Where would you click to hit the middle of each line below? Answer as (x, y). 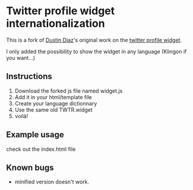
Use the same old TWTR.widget (54, 110)
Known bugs (30, 167)
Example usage (35, 135)
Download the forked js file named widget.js (69, 91)
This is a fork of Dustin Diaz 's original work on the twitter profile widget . (94, 40)
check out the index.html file (41, 149)
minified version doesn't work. (52, 182)
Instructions (29, 76)
